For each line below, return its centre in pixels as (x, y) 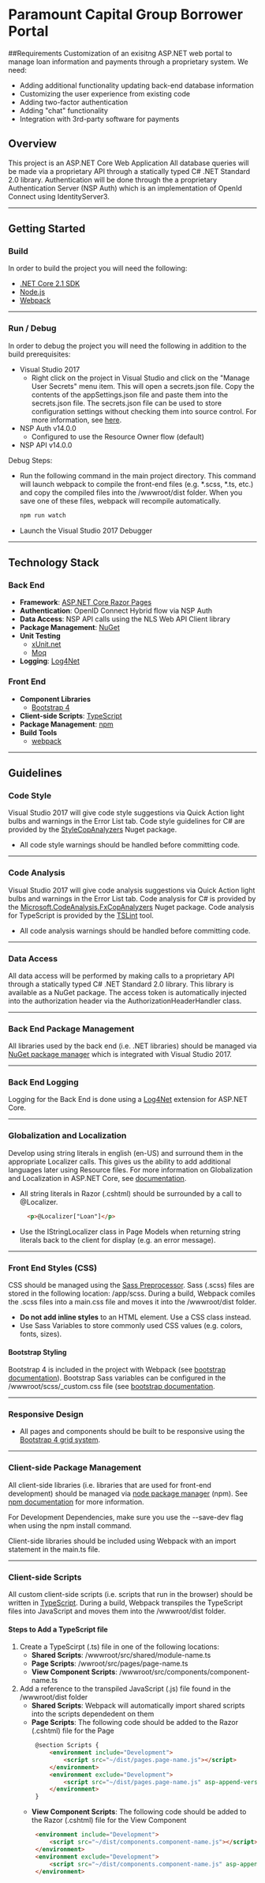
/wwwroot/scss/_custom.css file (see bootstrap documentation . (112, 1387)
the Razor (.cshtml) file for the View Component (109, 1821)
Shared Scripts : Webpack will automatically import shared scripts (138, 1706)
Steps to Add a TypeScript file (58, 1629)
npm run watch (43, 515)
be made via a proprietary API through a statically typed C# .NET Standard (129, 171)
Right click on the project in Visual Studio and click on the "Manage (140, 378)
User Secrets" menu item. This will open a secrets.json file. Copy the (143, 386)
